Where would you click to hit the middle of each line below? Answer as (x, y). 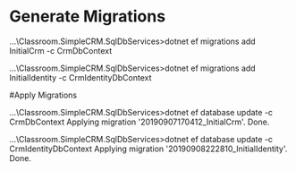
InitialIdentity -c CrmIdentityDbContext (80, 77)
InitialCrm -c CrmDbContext (61, 50)
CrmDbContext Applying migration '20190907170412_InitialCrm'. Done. (140, 122)
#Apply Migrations (43, 95)
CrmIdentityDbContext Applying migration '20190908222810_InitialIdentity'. (148, 149)
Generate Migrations (88, 17)
